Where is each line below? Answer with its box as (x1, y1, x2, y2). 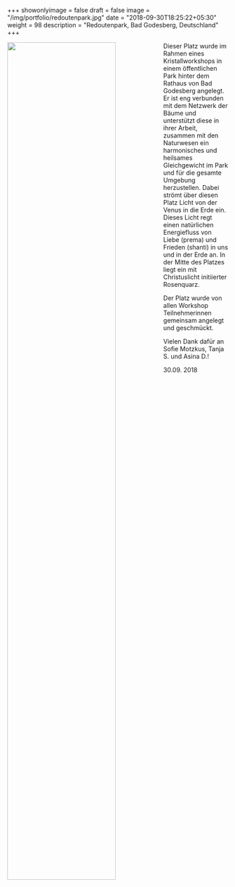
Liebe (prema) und (163, 236, 217, 244)
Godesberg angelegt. (163, 87, 224, 95)
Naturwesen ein (163, 139, 209, 147)
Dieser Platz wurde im (163, 42, 227, 50)
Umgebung (163, 176, 196, 184)
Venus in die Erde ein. (163, 206, 227, 214)
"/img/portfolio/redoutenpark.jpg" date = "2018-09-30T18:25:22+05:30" (7, 13, 217, 22)
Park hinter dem (163, 72, 210, 80)
